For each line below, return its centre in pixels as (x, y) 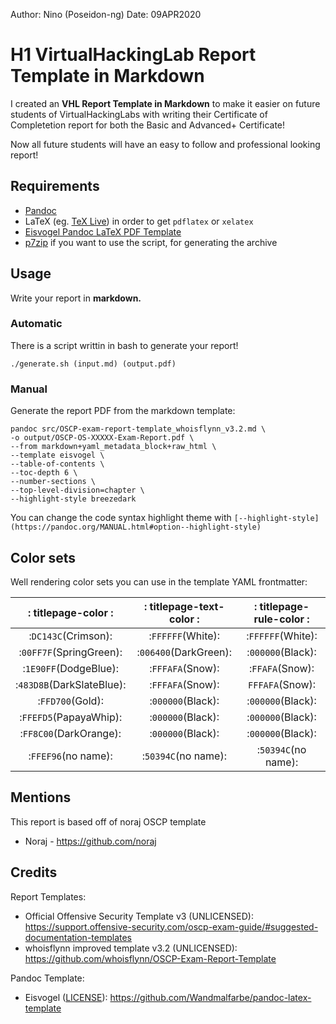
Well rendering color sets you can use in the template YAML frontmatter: (159, 581)
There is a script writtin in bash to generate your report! (124, 345)
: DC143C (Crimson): (70, 636)
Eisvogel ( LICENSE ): (66, 997)
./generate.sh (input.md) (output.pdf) (93, 364)
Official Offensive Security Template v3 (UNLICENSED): (139, 916)
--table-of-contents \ (57, 464)
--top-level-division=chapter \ (77, 490)
